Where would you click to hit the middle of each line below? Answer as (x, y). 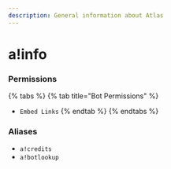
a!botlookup (39, 158)
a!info (28, 54)
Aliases (23, 132)
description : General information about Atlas (86, 15)
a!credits (36, 149)
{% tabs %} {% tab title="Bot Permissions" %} (84, 96)
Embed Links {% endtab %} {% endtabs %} (89, 112)
